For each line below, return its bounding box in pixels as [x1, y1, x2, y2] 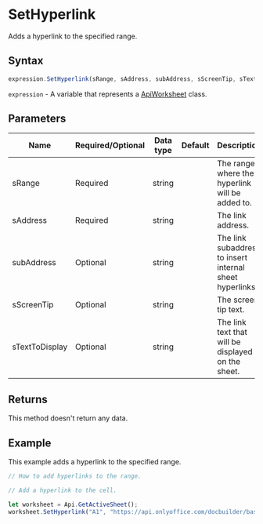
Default [181, 140, 210, 151]
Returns [8, 392, 49, 406]
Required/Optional [75, 140, 146, 151]
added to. [217, 198, 252, 209]
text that [217, 327, 248, 338]
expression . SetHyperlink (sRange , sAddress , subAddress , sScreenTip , [8, 75, 236, 83]
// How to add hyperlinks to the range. [8, 472, 142, 480]
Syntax [8, 54, 44, 67]
